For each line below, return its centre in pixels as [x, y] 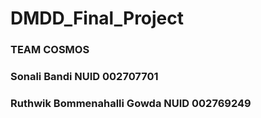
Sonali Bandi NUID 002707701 [84, 77]
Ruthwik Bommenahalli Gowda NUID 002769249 [131, 103]
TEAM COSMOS [50, 50]
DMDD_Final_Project [97, 18]
